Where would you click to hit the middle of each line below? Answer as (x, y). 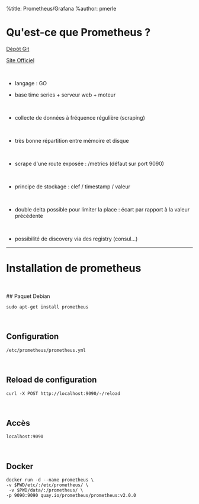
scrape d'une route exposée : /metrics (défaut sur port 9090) (89, 163)
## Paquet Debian (28, 296)
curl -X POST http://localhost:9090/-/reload (63, 393)
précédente (29, 216)
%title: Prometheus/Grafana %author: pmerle (61, 9)
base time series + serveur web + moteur (65, 95)
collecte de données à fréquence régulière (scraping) (80, 117)
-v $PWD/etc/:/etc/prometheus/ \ (47, 485)
